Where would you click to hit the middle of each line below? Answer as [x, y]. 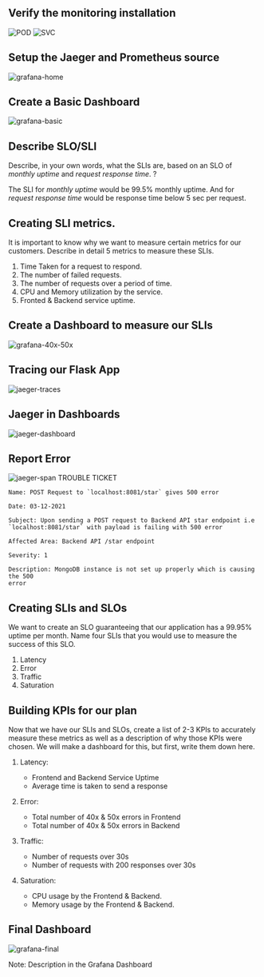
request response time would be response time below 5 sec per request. [127, 198]
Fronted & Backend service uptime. [77, 301]
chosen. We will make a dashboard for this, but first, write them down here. [132, 746]
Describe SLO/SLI [53, 146]
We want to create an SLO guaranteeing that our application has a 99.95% [130, 628]
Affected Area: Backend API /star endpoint [82, 542]
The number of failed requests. [71, 275]
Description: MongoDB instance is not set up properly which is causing [132, 570]
